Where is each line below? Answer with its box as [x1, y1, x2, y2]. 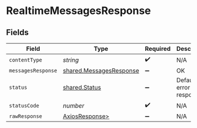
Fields [6, 27, 29, 37]
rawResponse [9, 113, 43, 119]
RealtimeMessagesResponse [6, 4, 151, 18]
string [62, 56, 79, 64]
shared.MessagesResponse [62, 67, 140, 74]
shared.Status [62, 84, 101, 91]
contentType [9, 57, 43, 63]
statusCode [9, 102, 39, 109]
